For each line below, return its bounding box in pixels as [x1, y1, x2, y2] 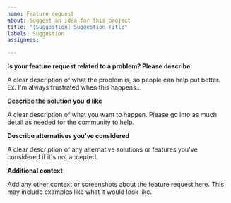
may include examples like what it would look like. [7, 187, 152, 196]
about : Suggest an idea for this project [7, 17, 131, 24]
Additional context [7, 166, 64, 175]
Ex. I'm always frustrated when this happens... [7, 83, 142, 92]
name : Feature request [7, 10, 74, 18]
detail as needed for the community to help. [7, 118, 135, 127]
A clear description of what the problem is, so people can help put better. [7, 75, 220, 85]
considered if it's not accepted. [7, 153, 98, 161]
